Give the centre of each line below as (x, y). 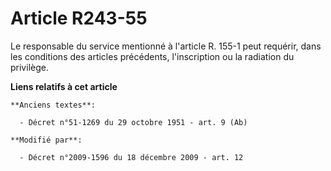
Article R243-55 (79, 18)
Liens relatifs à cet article (64, 86)
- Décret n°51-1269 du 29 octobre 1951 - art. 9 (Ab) (133, 122)
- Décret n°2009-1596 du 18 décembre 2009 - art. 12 (131, 157)
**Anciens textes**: (53, 105)
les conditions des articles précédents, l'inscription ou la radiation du (152, 56)
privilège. (29, 67)
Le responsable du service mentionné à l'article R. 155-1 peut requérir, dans (166, 46)
